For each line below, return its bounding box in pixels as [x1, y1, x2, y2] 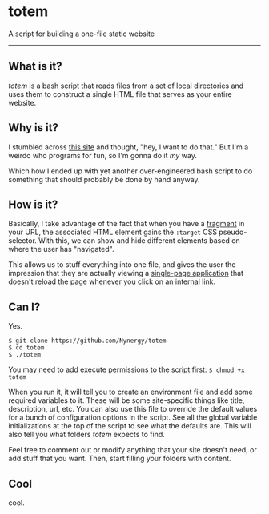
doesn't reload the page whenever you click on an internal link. [8, 277, 216, 286]
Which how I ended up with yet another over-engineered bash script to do [8, 166, 253, 176]
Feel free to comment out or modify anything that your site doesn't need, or [8, 445, 258, 455]
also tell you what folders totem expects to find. [8, 430, 166, 440]
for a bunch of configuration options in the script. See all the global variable [8, 412, 258, 422]
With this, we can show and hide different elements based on [38, 236, 240, 245]
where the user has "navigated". [8, 245, 114, 254]
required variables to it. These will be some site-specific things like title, [8, 396, 245, 405]
